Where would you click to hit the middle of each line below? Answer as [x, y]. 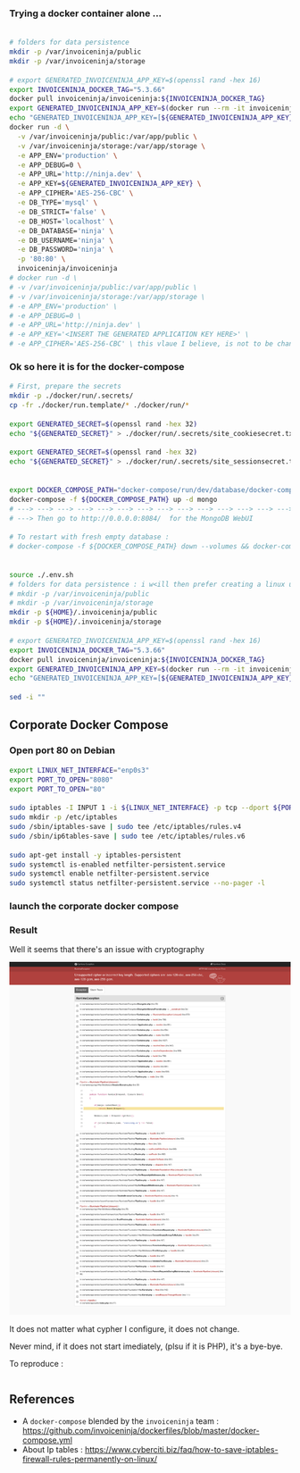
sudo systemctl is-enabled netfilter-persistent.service [117, 865]
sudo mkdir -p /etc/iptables [63, 817]
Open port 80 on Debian [62, 750]
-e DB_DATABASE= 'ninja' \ [66, 230]
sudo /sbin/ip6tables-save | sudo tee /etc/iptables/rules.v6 [127, 836]
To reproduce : [37, 1364]
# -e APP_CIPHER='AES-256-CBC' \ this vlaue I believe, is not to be [142, 344]
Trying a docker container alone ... [86, 13]
